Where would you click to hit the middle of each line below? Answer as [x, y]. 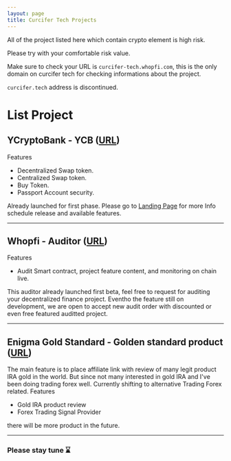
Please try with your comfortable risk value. [69, 53]
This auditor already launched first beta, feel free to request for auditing [109, 292]
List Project [40, 115]
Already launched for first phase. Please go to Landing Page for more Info [112, 206]
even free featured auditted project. [57, 314]
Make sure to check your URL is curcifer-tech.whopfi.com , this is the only [112, 66]
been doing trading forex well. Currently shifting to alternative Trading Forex [114, 384]
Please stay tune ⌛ [39, 451]
